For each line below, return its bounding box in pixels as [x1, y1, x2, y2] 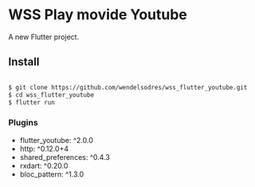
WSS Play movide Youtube [8, 6, 187, 24]
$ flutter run [8, 98, 56, 106]
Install [8, 55, 40, 69]
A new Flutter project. [8, 32, 80, 42]
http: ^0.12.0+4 [19, 144, 69, 153]
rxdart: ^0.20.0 [19, 161, 69, 170]
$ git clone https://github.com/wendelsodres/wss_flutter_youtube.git [8, 83, 248, 91]
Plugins [8, 117, 38, 129]
